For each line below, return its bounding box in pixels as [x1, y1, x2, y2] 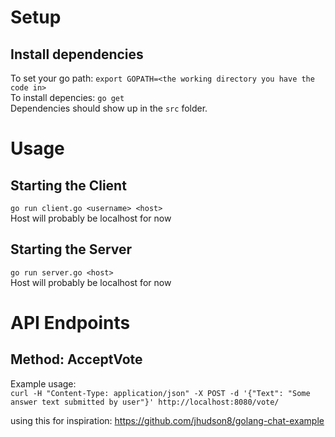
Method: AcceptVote [10, 351, 143, 368]
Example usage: [10, 377, 77, 390]
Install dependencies [10, 46, 144, 63]
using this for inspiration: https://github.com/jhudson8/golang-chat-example [10, 414, 325, 426]
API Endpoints [10, 312, 131, 334]
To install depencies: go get [10, 92, 125, 103]
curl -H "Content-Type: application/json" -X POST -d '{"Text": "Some [10, 388, 311, 398]
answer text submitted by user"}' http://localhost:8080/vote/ [10, 397, 280, 407]
